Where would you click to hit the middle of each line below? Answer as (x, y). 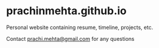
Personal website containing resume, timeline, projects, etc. (80, 27)
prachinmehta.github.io (66, 11)
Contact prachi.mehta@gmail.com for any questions (70, 39)
